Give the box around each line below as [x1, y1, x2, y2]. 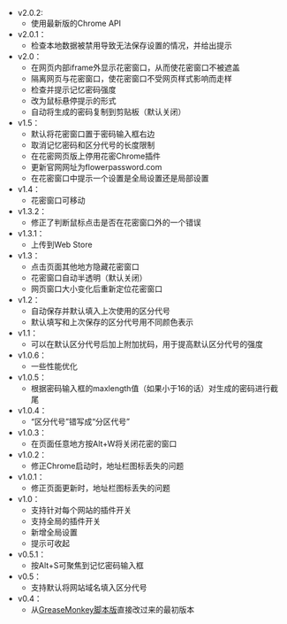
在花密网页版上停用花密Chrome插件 [30, 150, 161, 161]
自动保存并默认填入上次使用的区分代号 [30, 305, 170, 316]
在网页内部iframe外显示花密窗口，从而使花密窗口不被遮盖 [30, 62, 240, 73]
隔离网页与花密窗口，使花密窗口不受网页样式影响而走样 [30, 73, 232, 83]
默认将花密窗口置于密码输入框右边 [30, 128, 155, 139]
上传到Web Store [30, 239, 93, 250]
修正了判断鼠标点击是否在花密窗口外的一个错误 [30, 217, 201, 227]
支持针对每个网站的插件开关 [30, 505, 132, 515]
